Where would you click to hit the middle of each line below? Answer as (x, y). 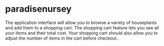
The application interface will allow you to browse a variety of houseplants (81, 23)
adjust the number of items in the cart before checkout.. (62, 38)
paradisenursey (38, 9)
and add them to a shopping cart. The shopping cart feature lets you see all (82, 27)
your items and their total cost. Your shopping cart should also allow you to (82, 33)
